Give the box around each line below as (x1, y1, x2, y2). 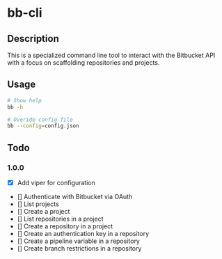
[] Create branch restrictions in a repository (17, 244, 142, 253)
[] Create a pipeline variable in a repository (17, 237, 141, 245)
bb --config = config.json (7, 123, 79, 129)
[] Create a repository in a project (17, 222, 113, 230)
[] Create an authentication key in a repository (17, 230, 150, 238)
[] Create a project (17, 207, 70, 216)
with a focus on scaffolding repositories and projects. (7, 58, 160, 67)
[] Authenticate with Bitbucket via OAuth (17, 193, 133, 201)
